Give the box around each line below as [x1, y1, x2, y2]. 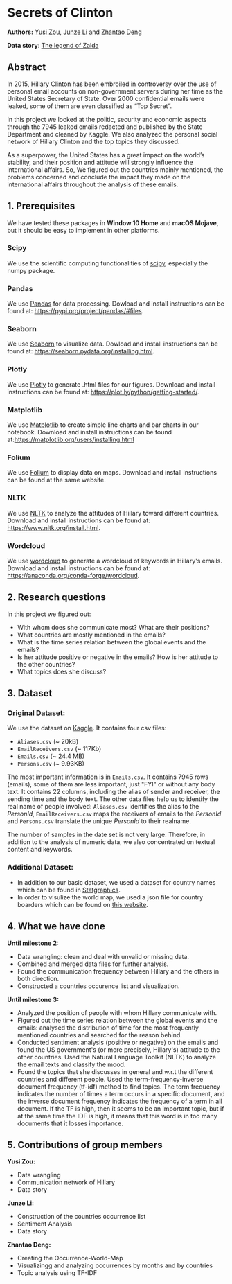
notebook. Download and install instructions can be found [7, 428, 172, 437]
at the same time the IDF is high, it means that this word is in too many [17, 1111, 217, 1120]
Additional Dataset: [7, 863, 74, 872]
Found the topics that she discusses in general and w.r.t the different [17, 1067, 213, 1075]
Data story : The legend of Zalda [7, 41, 99, 49]
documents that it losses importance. [17, 1119, 123, 1127]
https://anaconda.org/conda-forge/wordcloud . [7, 571, 140, 579]
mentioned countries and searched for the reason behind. [17, 1030, 182, 1039]
